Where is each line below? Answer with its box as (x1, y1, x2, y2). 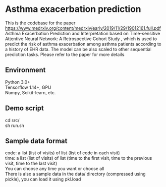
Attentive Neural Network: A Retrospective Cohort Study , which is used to (5, 36, 157, 42)
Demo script (5, 104, 44, 113)
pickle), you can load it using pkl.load (5, 176, 81, 182)
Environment (5, 66, 46, 74)
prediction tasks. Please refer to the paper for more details (5, 51, 125, 58)
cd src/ (5, 117, 20, 123)
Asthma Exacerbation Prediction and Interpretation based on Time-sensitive (5, 30, 160, 36)
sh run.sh (5, 123, 25, 128)
